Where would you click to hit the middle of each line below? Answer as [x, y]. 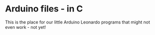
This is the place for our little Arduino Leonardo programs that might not [78, 22]
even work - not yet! [26, 27]
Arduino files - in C [44, 9]
